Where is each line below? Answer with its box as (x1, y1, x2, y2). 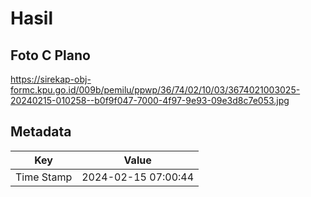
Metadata (10, 123, 72, 141)
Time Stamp (15, 170, 73, 184)
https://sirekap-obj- (10, 73, 92, 85)
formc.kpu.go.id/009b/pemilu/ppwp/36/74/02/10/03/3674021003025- (10, 84, 301, 96)
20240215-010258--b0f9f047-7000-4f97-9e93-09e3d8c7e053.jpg (10, 95, 290, 106)
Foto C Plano (10, 47, 91, 64)
